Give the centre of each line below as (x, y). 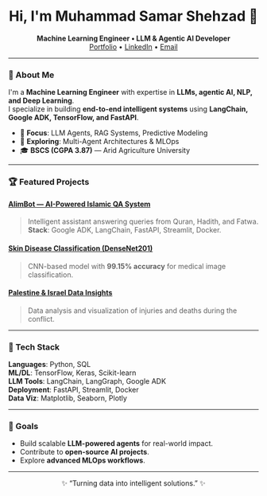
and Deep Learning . (41, 101)
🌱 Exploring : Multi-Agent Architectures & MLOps (99, 142)
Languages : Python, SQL (50, 365)
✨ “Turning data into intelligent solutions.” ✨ (133, 483)
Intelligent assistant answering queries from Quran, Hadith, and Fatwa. (143, 221)
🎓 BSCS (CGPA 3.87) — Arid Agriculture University (105, 150)
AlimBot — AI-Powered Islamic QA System (79, 204)
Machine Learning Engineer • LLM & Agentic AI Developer (133, 38)
